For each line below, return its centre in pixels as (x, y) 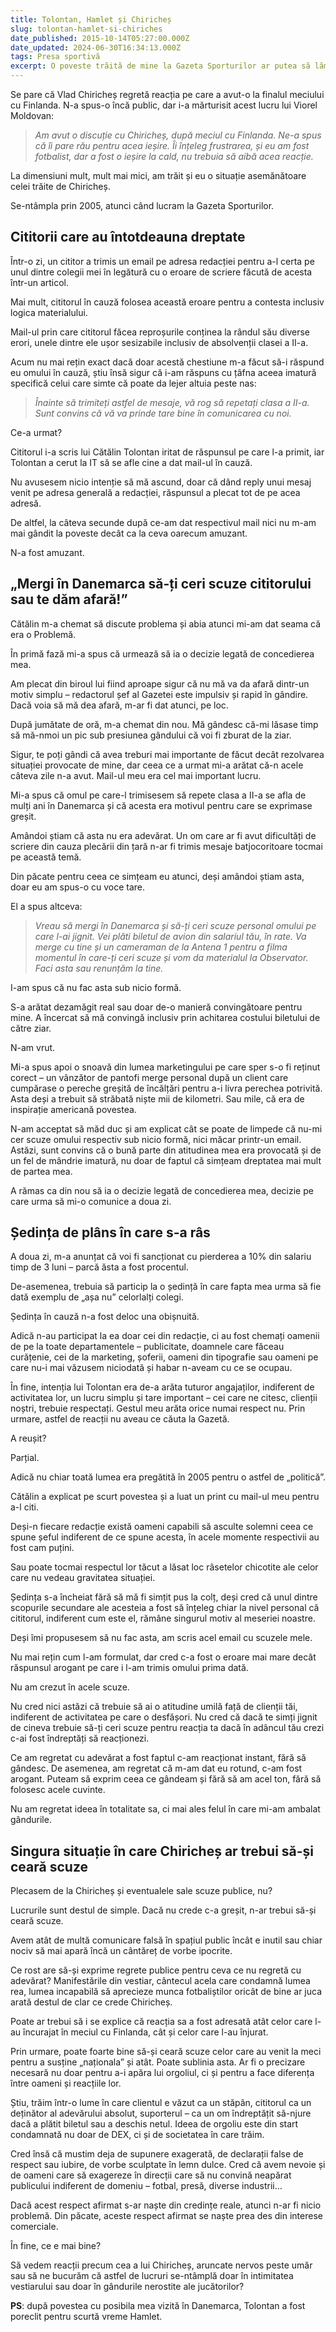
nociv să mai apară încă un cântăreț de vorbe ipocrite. (121, 1951)
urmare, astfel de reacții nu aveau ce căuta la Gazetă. (120, 1419)
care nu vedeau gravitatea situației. (83, 1578)
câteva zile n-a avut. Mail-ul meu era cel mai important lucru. (136, 775)
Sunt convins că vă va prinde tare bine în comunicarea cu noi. (163, 413)
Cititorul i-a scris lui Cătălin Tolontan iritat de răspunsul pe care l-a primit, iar (167, 452)
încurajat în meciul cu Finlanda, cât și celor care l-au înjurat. (146, 2032)
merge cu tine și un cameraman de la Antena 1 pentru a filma (161, 947)
